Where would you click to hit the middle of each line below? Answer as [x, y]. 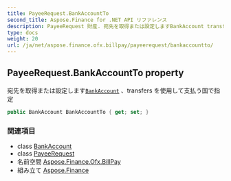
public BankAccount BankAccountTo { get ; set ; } [78, 112]
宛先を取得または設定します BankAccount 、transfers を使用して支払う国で [111, 90]
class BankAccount [44, 146]
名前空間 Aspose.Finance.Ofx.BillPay [69, 161]
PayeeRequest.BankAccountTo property [96, 73]
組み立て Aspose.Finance [53, 170]
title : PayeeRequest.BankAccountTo [58, 13]
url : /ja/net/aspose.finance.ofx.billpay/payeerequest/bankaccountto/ [110, 45]
